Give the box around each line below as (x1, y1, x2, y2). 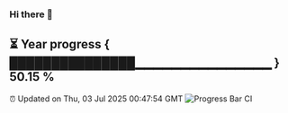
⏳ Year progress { (9, 37, 111, 52)
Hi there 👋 (9, 8, 54, 21)
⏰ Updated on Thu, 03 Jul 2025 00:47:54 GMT (9, 93, 184, 104)
